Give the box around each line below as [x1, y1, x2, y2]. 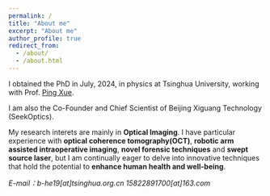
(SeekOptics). [8, 111, 54, 121]
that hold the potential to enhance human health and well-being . [8, 161, 226, 171]
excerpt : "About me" [8, 27, 78, 35]
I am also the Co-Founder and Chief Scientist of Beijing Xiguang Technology [8, 102, 263, 113]
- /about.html [15, 57, 63, 65]
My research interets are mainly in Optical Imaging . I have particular [8, 127, 236, 137]
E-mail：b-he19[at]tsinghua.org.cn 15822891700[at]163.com [8, 178, 211, 188]
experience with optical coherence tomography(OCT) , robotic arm [8, 136, 234, 145]
